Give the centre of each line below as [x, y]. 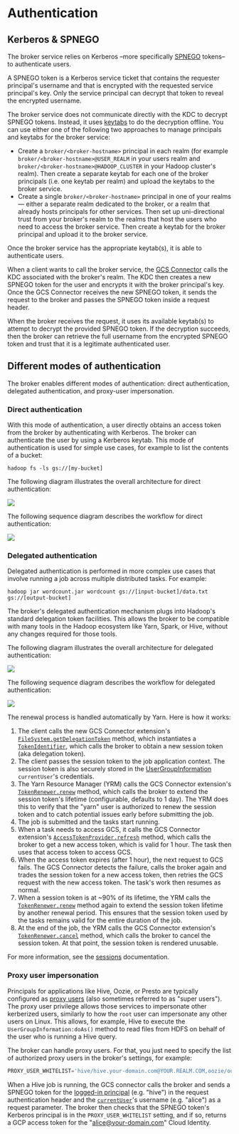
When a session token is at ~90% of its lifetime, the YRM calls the [114, 898]
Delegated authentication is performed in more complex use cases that [111, 571]
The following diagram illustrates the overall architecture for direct [104, 482]
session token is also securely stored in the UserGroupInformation [115, 769]
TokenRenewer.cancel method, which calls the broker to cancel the [114, 936]
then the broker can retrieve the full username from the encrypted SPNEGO [118, 336]
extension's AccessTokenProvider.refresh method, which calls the [114, 837]
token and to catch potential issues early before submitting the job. [116, 815]
